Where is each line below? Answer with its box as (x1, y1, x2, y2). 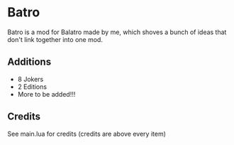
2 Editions (17, 82, 48, 91)
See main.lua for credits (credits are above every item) (7, 129, 167, 138)
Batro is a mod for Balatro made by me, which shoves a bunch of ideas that (7, 28, 227, 36)
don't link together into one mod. (7, 35, 103, 43)
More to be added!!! (17, 90, 76, 98)
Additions (7, 56, 52, 68)
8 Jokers (17, 75, 44, 83)
